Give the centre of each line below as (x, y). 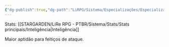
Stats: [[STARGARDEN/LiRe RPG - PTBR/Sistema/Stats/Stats (67, 24)
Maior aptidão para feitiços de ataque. (44, 39)
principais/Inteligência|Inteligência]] (42, 29)
